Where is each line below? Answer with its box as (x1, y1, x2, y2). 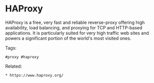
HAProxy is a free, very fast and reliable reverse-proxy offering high (5, 19, 145, 25)
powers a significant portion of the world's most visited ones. (5, 35, 131, 41)
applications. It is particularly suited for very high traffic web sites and (5, 30, 149, 36)
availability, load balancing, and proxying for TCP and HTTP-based (5, 24, 142, 30)
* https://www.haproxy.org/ (5, 73, 64, 78)
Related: (5, 63, 22, 69)
